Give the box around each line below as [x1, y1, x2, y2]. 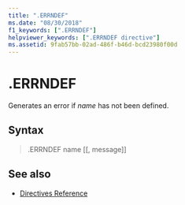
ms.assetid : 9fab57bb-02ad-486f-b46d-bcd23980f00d [8, 41, 178, 49]
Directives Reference [19, 188, 88, 198]
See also [8, 167, 51, 181]
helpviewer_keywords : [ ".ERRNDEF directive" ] [8, 33, 160, 42]
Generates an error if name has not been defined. [8, 101, 169, 110]
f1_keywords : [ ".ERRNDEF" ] [8, 26, 97, 34]
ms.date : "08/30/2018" [8, 19, 83, 27]
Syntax [8, 124, 44, 137]
